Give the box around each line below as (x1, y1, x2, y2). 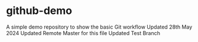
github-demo (6, 4, 73, 17)
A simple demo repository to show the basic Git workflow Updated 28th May (6, 23, 193, 30)
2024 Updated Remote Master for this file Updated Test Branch (6, 29, 161, 36)
